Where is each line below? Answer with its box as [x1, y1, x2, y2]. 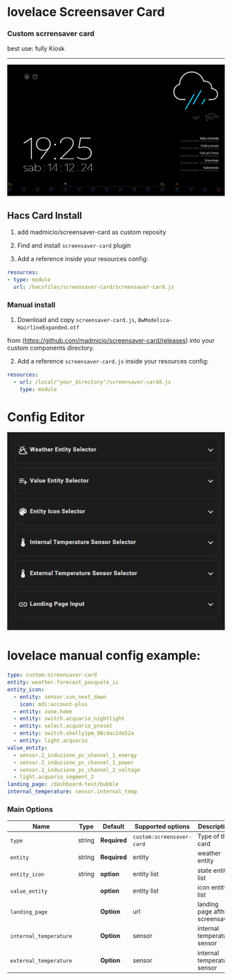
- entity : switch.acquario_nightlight [13, 715, 126, 722]
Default [102, 822, 125, 830]
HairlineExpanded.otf [17, 324, 79, 331]
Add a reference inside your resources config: [17, 254, 148, 263]
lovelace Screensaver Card [7, 4, 165, 20]
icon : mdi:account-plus [19, 701, 88, 708]
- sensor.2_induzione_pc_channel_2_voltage [13, 766, 140, 773]
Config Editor [7, 409, 85, 425]
